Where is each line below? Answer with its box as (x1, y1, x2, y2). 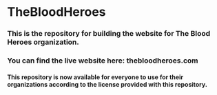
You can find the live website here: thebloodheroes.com (7, 56, 198, 65)
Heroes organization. (7, 37, 79, 47)
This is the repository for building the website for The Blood (7, 29, 211, 39)
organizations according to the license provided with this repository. (7, 80, 208, 88)
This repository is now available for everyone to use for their (7, 73, 184, 81)
